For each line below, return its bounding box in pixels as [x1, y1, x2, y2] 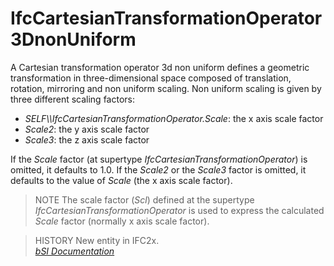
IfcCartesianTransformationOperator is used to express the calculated [34, 204, 325, 216]
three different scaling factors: [10, 93, 135, 105]
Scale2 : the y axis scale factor [24, 123, 150, 135]
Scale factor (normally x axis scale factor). [34, 215, 210, 227]
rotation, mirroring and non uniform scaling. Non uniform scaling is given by [10, 82, 322, 94]
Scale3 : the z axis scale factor [24, 133, 150, 146]
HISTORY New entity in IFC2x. [34, 234, 160, 246]
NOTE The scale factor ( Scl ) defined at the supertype [34, 193, 255, 206]
